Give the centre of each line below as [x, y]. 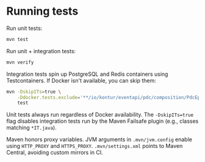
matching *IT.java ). [31, 128]
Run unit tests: [24, 28]
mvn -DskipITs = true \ [34, 92]
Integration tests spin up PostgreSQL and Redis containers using [87, 74]
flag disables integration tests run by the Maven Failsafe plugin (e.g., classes [103, 121]
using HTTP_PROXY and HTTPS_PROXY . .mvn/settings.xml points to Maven [95, 146]
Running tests [42, 11]
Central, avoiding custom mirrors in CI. [55, 153]
